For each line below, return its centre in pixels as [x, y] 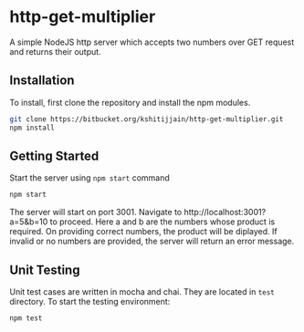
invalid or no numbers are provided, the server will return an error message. [152, 241]
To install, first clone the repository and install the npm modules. [130, 102]
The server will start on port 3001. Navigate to [96, 213]
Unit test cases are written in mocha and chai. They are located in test [142, 292]
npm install [32, 128]
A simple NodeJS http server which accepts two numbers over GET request [152, 42]
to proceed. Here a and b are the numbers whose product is [162, 222]
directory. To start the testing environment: [90, 301]
